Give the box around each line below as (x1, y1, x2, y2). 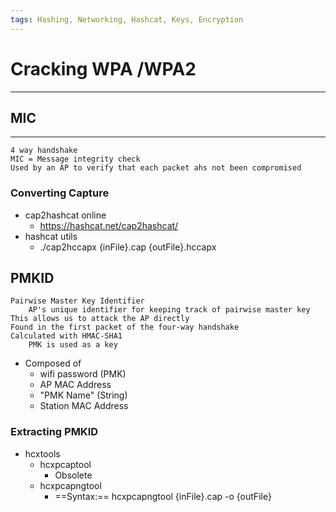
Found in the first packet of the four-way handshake (10, 322, 240, 333)
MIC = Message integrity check (10, 154, 141, 165)
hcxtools (24, 447, 61, 460)
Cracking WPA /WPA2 (10, 57, 197, 80)
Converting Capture (10, 186, 110, 200)
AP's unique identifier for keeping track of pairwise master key (28, 305, 311, 315)
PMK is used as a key (28, 340, 118, 350)
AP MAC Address (39, 379, 112, 391)
